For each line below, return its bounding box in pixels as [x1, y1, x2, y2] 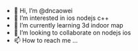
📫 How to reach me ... [13, 37, 78, 44]
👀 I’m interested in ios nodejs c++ [13, 14, 109, 22]
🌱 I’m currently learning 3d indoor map [13, 21, 124, 29]
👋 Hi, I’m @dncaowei [13, 7, 73, 14]
